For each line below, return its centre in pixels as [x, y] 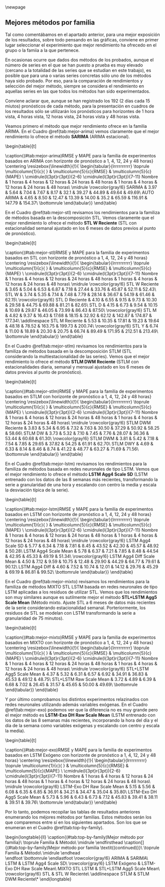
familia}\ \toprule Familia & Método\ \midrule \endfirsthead [64, 842]
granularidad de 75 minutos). [34, 618]
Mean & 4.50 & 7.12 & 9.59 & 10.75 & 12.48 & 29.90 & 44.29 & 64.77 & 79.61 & [82, 561]
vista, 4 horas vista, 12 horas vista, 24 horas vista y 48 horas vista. [73, 116]
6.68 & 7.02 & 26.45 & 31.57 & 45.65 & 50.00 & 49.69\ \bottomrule [71, 684]
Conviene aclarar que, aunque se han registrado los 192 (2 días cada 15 [78, 101]
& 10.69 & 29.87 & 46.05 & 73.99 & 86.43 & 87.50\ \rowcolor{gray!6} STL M [81, 310]
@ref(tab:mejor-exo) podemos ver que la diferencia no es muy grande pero [82, 709]
